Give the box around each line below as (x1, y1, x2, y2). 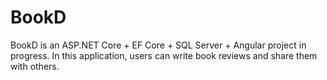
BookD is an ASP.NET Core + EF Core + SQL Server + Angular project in (10, 39, 307, 51)
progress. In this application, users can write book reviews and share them (10, 49, 318, 61)
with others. (10, 60, 60, 72)
